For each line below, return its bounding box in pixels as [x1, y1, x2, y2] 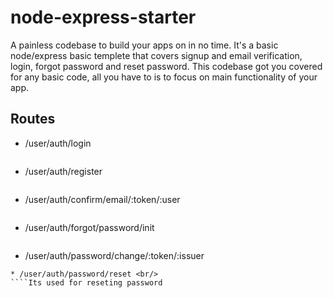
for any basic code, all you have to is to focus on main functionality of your [10, 71, 318, 83]
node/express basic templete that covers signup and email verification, [10, 49, 303, 61]
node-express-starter [10, 6, 197, 29]
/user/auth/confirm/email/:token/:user [24, 193, 181, 205]
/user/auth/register [24, 165, 103, 177]
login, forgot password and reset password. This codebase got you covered [10, 60, 323, 72]
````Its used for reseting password [10, 277, 163, 288]
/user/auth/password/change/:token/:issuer [24, 249, 205, 261]
